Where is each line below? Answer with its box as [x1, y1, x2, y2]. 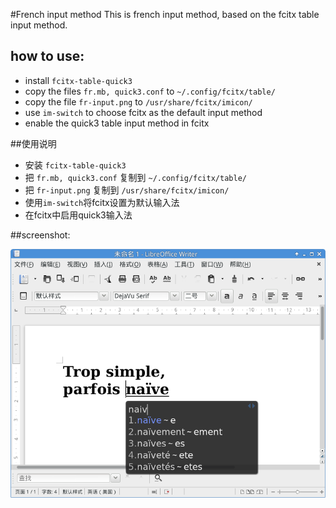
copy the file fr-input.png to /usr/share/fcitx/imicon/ [24, 95, 253, 108]
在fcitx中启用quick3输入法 [24, 209, 133, 221]
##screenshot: [10, 229, 71, 241]
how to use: [10, 48, 85, 65]
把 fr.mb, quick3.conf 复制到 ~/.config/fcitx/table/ [24, 171, 247, 183]
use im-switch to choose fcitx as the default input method [24, 106, 263, 118]
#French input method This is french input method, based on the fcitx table [10, 9, 320, 20]
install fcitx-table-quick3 [24, 74, 133, 86]
